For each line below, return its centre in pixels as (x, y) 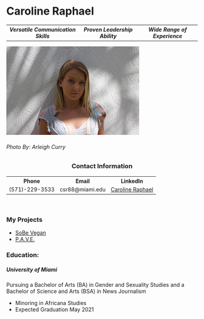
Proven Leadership (108, 30)
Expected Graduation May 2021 (54, 310)
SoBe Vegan (31, 233)
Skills (42, 36)
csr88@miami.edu (83, 190)
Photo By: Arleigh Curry (36, 146)
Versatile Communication (42, 30)
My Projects (24, 219)
